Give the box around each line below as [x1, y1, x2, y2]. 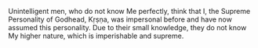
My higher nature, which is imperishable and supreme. [8, 31, 184, 40]
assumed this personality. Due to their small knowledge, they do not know [8, 23, 247, 32]
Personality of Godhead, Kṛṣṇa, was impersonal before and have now [8, 15, 233, 24]
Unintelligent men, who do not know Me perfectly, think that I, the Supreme [8, 7, 251, 15]
